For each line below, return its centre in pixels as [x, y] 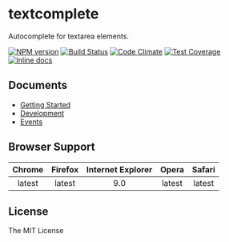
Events [31, 122]
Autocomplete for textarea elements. [69, 36]
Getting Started [45, 104]
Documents [38, 85]
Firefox [65, 169]
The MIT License [36, 231]
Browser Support [52, 147]
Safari [203, 169]
